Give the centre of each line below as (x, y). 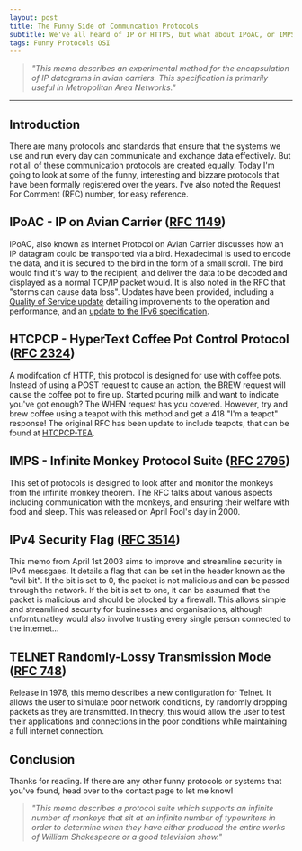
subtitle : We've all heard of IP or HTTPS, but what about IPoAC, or (142, 34)
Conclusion (42, 759)
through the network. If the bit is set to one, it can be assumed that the (140, 590)
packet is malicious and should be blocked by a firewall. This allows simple (147, 599)
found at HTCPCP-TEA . (52, 433)
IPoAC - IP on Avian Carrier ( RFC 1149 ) (118, 222)
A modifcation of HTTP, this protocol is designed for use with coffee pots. (146, 375)
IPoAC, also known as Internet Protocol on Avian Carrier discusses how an (147, 243)
